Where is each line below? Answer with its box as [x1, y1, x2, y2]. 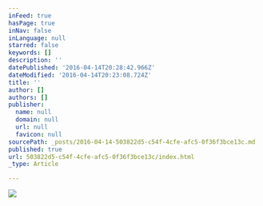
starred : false [8, 42, 59, 50]
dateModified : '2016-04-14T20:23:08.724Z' [8, 71, 152, 79]
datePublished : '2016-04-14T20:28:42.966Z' [8, 64, 156, 72]
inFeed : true [8, 11, 52, 20]
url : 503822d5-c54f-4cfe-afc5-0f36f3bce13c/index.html [8, 153, 195, 160]
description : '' [8, 57, 62, 65]
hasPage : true [8, 19, 56, 27]
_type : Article [8, 160, 59, 168]
